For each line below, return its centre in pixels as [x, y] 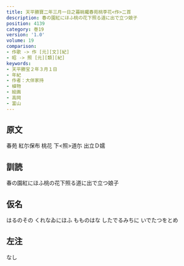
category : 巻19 [25, 29]
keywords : [19, 63]
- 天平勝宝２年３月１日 [32, 69]
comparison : [21, 47]
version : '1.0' [26, 35]
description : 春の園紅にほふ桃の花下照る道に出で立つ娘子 [72, 18]
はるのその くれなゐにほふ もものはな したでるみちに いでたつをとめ [92, 220]
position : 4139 [26, 23]
